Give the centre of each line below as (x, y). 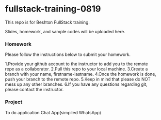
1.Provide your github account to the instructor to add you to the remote (77, 64)
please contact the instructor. (34, 90)
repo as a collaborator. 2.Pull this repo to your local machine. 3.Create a (76, 69)
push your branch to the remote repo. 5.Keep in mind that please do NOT (78, 79)
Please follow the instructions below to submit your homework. (68, 54)
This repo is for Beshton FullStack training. (47, 22)
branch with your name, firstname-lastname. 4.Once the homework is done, (81, 74)
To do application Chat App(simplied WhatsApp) (53, 112)
